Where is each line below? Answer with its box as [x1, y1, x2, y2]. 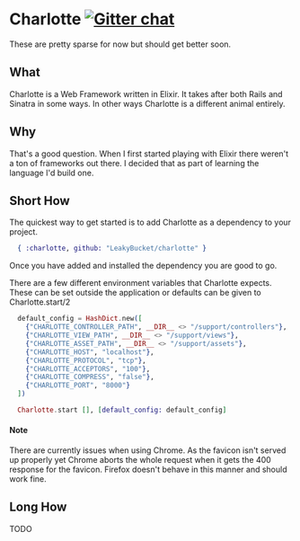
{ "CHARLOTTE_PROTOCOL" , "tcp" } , [25, 356, 146, 365]
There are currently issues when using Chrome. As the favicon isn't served [9, 445, 287, 456]
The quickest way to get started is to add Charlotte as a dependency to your [9, 217, 292, 228]
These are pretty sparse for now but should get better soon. [9, 39, 232, 49]
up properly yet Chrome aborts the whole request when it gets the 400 [9, 455, 271, 466]
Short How [9, 193, 70, 208]
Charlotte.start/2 [9, 297, 71, 307]
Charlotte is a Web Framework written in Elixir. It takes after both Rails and [9, 88, 283, 99]
